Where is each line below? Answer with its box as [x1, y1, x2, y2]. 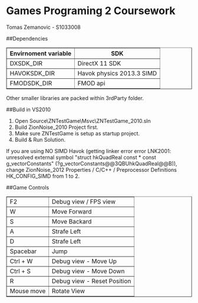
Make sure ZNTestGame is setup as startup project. [14, 129, 140, 136]
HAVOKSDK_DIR [9, 69, 55, 77]
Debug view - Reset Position [51, 277, 131, 285]
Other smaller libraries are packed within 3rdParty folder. [6, 94, 144, 101]
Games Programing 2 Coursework [6, 4, 176, 18]
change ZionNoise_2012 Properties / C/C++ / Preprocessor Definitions [6, 166, 177, 173]
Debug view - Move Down [51, 267, 125, 275]
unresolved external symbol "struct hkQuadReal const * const [6, 154, 156, 161]
